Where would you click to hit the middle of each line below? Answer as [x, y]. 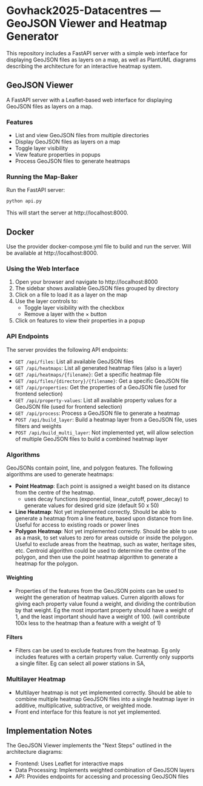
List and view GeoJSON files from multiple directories [82, 135]
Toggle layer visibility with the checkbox [74, 308]
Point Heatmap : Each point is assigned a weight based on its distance [102, 486]
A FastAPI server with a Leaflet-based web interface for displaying [89, 100]
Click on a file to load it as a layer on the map [71, 295]
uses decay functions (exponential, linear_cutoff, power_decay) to [106, 499]
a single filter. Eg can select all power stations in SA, [80, 663]
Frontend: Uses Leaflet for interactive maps [69, 764]
